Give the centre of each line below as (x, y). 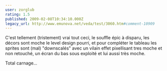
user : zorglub (20, 10)
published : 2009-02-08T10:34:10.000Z (44, 19)
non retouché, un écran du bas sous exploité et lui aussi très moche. (75, 54)
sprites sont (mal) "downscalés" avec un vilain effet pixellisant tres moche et (84, 48)
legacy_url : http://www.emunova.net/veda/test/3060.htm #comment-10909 (80, 24)
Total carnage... (21, 63)
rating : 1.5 (17, 14)
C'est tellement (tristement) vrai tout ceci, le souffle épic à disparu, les (77, 38)
